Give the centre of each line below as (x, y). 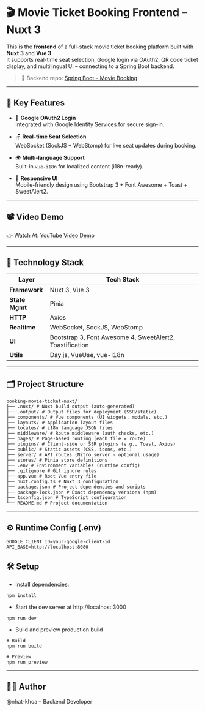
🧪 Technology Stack (45, 262)
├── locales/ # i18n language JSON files (60, 428)
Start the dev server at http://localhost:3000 (71, 607)
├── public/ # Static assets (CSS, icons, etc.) (69, 450)
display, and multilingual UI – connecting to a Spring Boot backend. (91, 66)
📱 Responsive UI (36, 178)
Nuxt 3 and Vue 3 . (30, 53)
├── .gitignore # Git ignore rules (52, 471)
